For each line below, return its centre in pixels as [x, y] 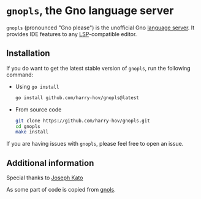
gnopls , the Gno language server [90, 11]
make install [32, 132]
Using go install [37, 86]
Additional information [50, 163]
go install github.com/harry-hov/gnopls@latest [77, 98]
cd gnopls [28, 126]
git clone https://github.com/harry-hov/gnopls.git [82, 121]
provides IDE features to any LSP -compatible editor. [72, 34]
